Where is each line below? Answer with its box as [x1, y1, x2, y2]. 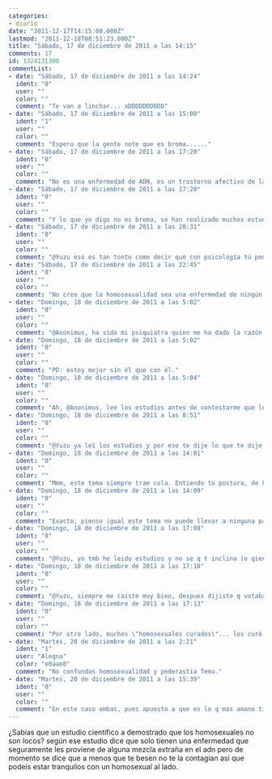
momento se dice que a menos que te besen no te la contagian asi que [8, 753, 244, 763]
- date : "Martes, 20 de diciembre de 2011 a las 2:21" [8, 637, 198, 645]
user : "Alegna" [15, 653, 67, 661]
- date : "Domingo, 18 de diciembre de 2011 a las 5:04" [8, 374, 201, 382]
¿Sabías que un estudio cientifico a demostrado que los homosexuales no [8, 727, 255, 738]
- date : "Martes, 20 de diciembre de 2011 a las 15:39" [8, 674, 201, 683]
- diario [8, 19, 38, 28]
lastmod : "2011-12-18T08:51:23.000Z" [8, 34, 136, 43]
